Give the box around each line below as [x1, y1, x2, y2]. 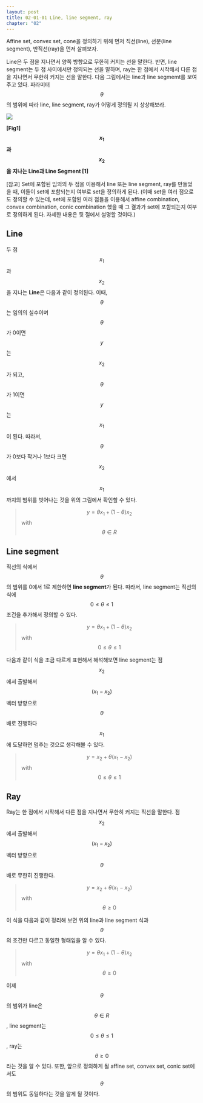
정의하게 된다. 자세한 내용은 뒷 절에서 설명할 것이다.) [12, 210, 136, 218]
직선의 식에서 [6, 563, 38, 570]
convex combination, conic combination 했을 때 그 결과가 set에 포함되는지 [6, 203, 186, 210]
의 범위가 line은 [6, 1002, 43, 1009]
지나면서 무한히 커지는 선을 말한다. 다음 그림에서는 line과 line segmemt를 [12, 74, 186, 81]
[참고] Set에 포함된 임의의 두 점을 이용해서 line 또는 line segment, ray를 [6, 180, 177, 187]
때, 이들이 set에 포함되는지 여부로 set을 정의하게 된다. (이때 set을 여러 [12, 188, 178, 195]
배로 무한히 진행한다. [6, 871, 55, 879]
